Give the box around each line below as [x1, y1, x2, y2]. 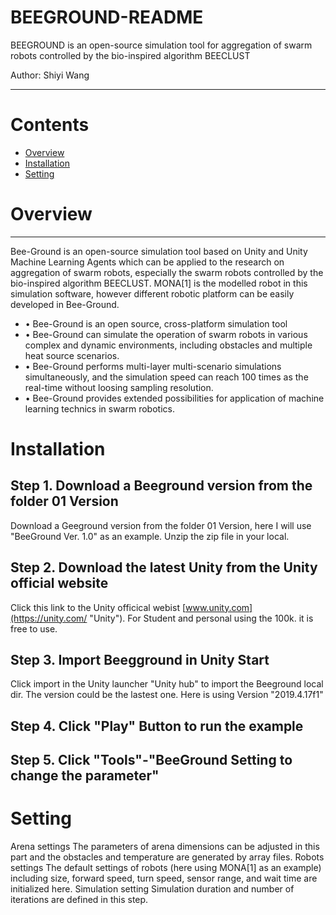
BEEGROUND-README [10, 6, 204, 29]
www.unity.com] [185, 601, 253, 613]
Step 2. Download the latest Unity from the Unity [10, 559, 318, 576]
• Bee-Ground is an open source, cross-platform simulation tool [24, 317, 288, 330]
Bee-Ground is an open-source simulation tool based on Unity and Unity [10, 245, 308, 257]
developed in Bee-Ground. [10, 298, 120, 310]
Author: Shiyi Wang [10, 69, 90, 81]
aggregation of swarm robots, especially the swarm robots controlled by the [10, 266, 324, 278]
